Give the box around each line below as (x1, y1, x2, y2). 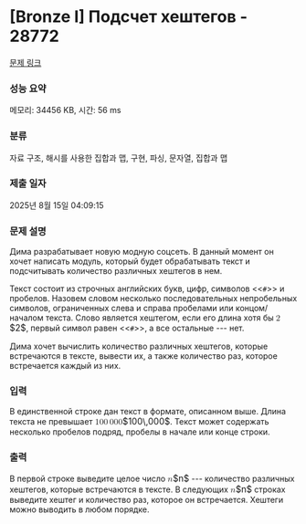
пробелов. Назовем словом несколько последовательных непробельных (9, 293, 298, 304)
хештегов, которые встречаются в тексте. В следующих (9, 484, 228, 495)
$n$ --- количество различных (172, 472, 295, 485)
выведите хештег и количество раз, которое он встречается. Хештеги (9, 494, 284, 505)
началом (9, 312, 44, 323)
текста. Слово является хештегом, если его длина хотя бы (45, 312, 274, 323)
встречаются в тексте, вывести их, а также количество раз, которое (9, 351, 279, 362)
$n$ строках (235, 483, 286, 495)
